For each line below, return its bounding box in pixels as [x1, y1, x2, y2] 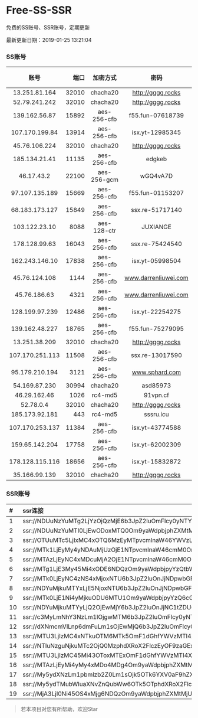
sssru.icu [144, 410, 169, 419]
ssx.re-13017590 [130, 351, 183, 360]
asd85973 [141, 381, 171, 390]
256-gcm [90, 175, 119, 184]
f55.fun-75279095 [128, 325, 184, 333]
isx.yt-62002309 [131, 440, 181, 449]
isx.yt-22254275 [131, 308, 181, 316]
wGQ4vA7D [140, 172, 173, 180]
